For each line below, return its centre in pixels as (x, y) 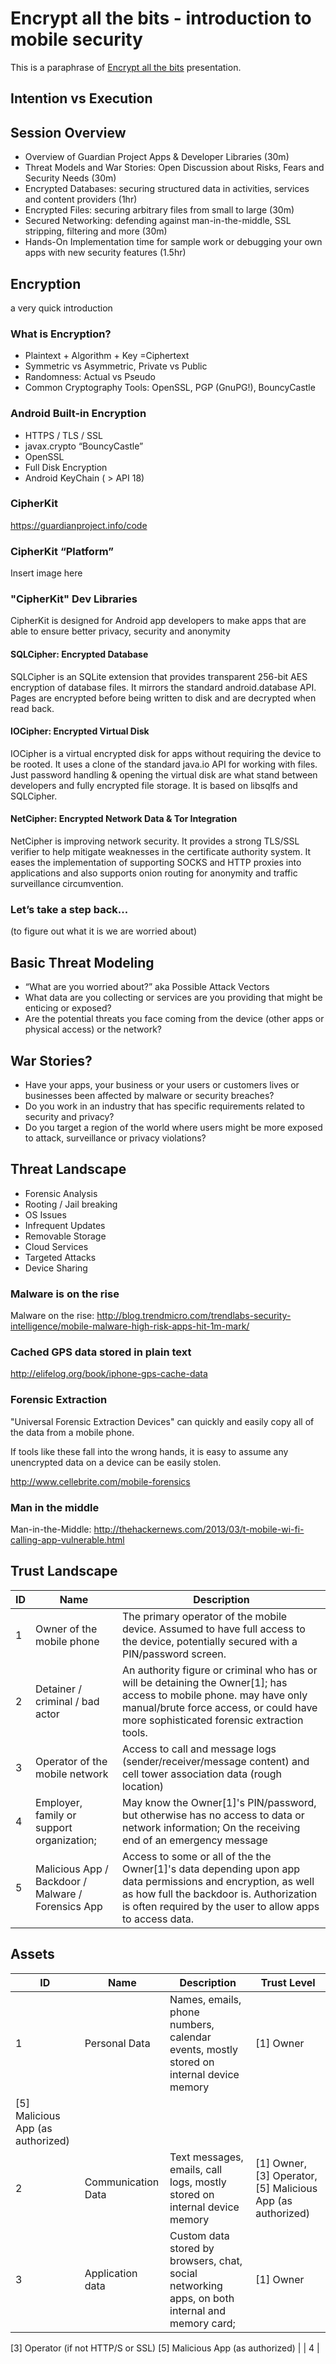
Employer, (59, 1802)
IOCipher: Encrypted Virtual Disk (80, 731)
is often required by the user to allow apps (220, 1906)
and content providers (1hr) (81, 199)
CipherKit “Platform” (62, 551)
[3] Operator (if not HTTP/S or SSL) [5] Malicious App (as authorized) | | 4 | (165, 2348)
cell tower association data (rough (201, 1774)
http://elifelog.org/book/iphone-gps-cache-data (109, 1374)
